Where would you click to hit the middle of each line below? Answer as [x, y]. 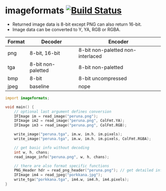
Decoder [52, 41]
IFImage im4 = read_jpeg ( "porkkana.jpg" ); [58, 175]
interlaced [90, 56]
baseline [39, 86]
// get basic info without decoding [52, 148]
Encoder [119, 41]
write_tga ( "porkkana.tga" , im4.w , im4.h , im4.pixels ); [72, 180]
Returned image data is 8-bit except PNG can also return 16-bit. [77, 24]
